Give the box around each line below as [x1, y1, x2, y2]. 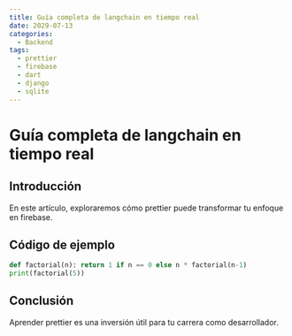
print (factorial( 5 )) [9, 269, 86, 279]
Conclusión [9, 294, 74, 309]
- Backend [17, 37, 53, 47]
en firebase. [9, 211, 53, 222]
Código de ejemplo [9, 237, 115, 252]
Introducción [9, 179, 82, 195]
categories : [9, 29, 53, 38]
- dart [17, 71, 42, 80]
